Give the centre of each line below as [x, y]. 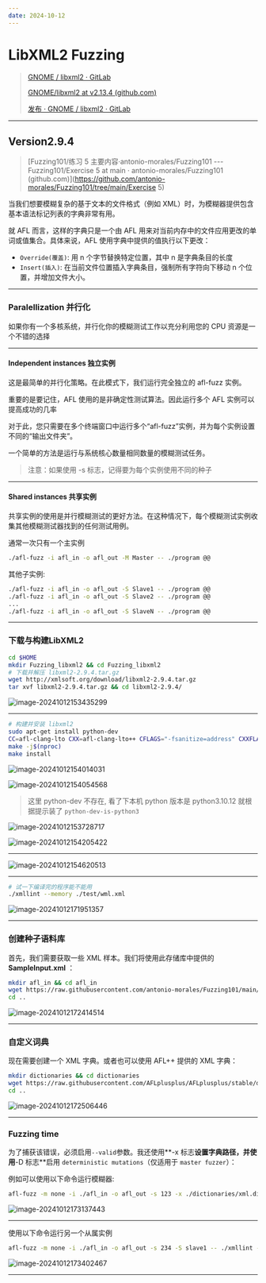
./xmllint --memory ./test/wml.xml [67, 895]
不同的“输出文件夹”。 [43, 436]
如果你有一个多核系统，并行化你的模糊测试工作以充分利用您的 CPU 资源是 [129, 326]
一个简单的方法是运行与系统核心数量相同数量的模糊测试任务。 [109, 453]
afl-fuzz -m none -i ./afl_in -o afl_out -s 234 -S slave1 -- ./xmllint [131, 1248]
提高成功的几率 [32, 409]
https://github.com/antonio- [120, 179]
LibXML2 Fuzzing [66, 54]
